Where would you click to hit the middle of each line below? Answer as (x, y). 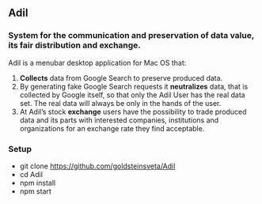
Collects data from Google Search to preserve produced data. (121, 77)
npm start (35, 191)
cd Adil (31, 174)
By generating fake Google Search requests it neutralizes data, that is (134, 86)
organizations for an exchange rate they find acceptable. (112, 128)
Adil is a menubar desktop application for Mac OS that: (97, 62)
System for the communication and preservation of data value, (131, 36)
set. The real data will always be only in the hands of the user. (120, 103)
